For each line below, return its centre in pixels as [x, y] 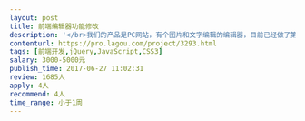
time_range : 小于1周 [46, 102]
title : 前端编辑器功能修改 [54, 26]
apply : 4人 [30, 86]
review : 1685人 [37, 77]
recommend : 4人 [37, 94]
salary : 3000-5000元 [48, 60]
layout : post [34, 18]
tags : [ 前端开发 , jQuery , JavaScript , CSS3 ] [86, 52]
